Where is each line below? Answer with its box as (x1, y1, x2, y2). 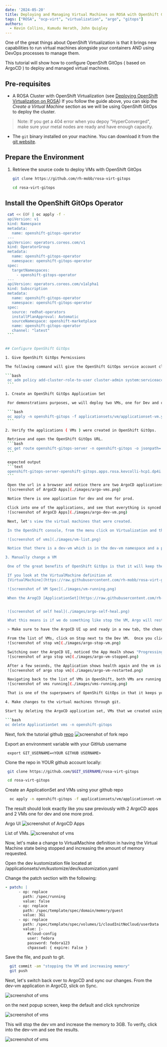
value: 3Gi (23, 913, 46, 918)
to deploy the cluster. (12, 108, 56, 115)
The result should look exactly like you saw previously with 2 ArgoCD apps (5, 805, 158, 811)
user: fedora (27, 936, 55, 941)
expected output (7, 460, 41, 465)
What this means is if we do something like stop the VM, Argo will (7, 618, 153, 623)
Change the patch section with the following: (5, 875, 97, 881)
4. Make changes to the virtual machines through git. (5, 700, 121, 705)
